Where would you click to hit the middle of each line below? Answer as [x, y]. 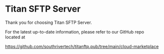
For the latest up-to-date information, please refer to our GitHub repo [75, 32]
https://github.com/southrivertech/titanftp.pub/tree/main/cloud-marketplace [82, 46]
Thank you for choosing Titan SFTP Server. [48, 22]
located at [15, 37]
